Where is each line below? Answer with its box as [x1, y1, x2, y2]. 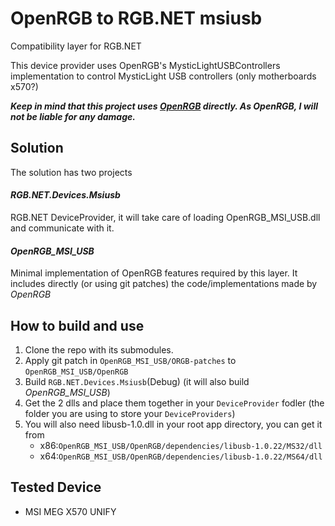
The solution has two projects [10, 166, 133, 178]
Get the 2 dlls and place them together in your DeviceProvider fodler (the [24, 397, 325, 409]
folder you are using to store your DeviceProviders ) [24, 407, 236, 419]
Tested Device [10, 479, 102, 496]
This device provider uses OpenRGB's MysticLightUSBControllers [10, 59, 281, 71]
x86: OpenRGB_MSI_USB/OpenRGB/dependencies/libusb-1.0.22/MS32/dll [39, 439, 323, 451]
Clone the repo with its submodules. [24, 343, 174, 356]
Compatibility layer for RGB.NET [10, 40, 142, 52]
